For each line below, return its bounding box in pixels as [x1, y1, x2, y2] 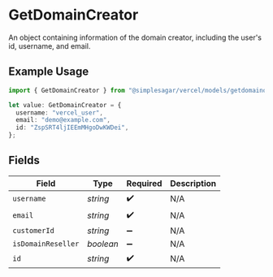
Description [170, 177, 217, 188]
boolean [86, 238, 119, 249]
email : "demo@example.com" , [15, 116, 111, 124]
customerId [12, 226, 54, 235]
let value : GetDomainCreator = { [8, 101, 122, 109]
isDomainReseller [12, 239, 80, 249]
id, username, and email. [8, 41, 91, 50]
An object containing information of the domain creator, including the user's [8, 32, 262, 42]
